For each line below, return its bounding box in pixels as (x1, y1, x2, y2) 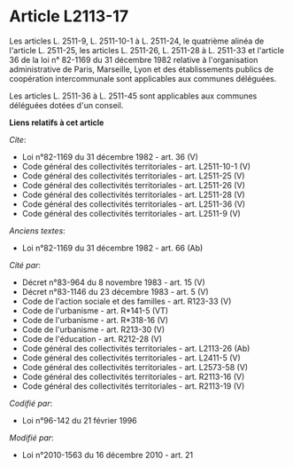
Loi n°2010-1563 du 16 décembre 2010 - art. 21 (21, 449, 194, 460)
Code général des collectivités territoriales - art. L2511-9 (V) (21, 208, 241, 218)
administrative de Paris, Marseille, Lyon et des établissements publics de (9, 64, 274, 75)
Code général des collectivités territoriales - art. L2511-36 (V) (21, 198, 246, 210)
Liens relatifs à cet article (9, 117, 104, 128)
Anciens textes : (9, 225, 66, 236)
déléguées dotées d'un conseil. (9, 99, 124, 110)
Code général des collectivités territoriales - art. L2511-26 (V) (21, 179, 245, 190)
